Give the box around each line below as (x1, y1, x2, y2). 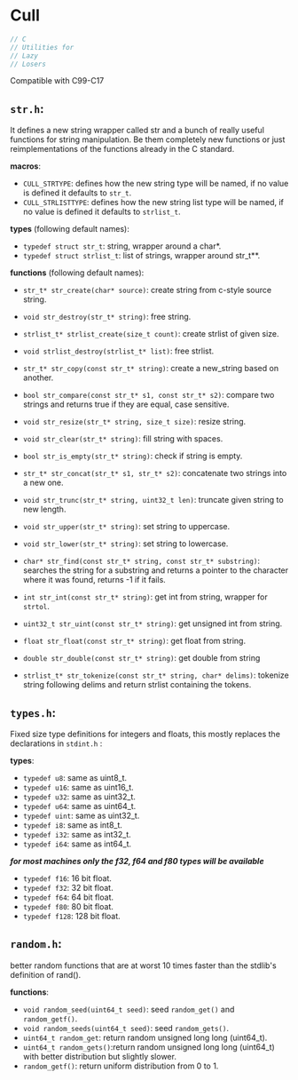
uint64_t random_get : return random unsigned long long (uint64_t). (22, 1032, 268, 1043)
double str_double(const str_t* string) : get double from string (22, 653, 261, 663)
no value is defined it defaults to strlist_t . (22, 206, 181, 218)
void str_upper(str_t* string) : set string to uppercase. (22, 521, 230, 532)
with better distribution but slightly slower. (22, 1051, 176, 1061)
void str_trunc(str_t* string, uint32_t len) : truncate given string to (22, 495, 284, 505)
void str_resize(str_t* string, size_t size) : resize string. (22, 417, 247, 427)
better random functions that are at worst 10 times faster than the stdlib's (10, 960, 278, 971)
